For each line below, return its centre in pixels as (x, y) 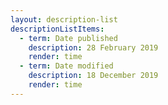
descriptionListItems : (57, 29)
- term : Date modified (66, 66)
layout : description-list (64, 19)
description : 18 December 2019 (93, 76)
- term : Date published (68, 38)
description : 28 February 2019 (93, 47)
